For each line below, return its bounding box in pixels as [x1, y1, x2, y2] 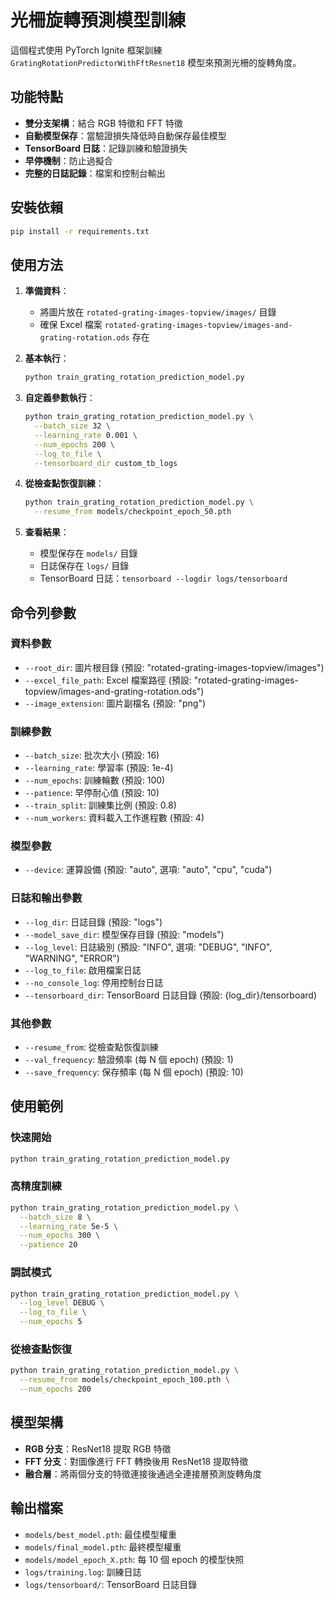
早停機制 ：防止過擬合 [24, 154, 113, 166]
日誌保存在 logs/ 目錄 [39, 560, 130, 572]
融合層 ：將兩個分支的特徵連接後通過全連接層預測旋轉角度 [24, 1467, 262, 1480]
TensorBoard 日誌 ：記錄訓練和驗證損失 [24, 142, 188, 154]
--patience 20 [19, 1240, 78, 1250]
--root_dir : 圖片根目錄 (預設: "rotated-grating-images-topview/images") [24, 661, 325, 673]
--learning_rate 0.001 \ [34, 430, 138, 440]
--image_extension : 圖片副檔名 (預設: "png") [24, 697, 207, 709]
